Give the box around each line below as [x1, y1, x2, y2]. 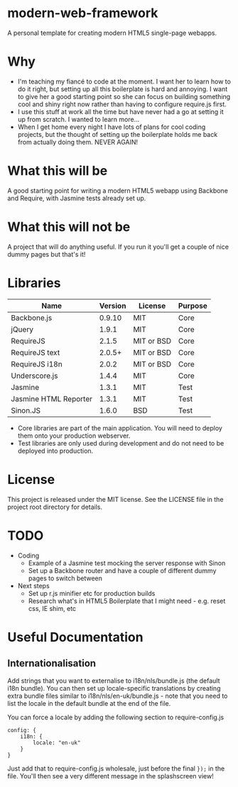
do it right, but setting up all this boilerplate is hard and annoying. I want [17, 84, 228, 93]
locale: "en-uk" [33, 739, 81, 746]
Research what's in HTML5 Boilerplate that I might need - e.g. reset [28, 597, 226, 605]
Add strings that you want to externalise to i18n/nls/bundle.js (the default [7, 676, 220, 685]
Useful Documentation [7, 629, 144, 645]
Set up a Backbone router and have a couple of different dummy [28, 566, 217, 575]
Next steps [17, 581, 50, 590]
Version [99, 301, 126, 311]
